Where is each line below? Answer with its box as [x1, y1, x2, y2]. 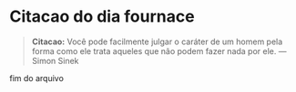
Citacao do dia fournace [9, 6, 195, 27]
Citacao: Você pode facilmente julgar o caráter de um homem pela [31, 36, 283, 47]
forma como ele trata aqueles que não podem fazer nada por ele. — [31, 45, 287, 56]
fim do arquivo [9, 72, 64, 83]
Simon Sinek [31, 55, 79, 66]
